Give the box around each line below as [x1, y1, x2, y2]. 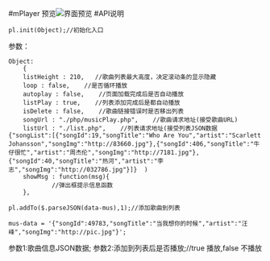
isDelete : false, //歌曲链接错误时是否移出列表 [23, 107, 184, 115]
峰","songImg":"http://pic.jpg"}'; [8, 228, 127, 236]
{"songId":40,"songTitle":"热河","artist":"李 [8, 157, 164, 165]
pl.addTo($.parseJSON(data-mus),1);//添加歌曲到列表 [8, 204, 181, 212]
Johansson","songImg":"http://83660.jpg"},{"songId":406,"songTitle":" [8, 140, 254, 148]
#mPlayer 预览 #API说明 [8, 9, 125, 18]
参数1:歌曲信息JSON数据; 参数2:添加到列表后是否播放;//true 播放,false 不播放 [8, 243, 262, 253]
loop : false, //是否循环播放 [23, 81, 128, 89]
